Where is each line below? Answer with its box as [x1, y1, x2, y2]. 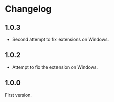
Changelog [5, 3, 52, 15]
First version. [5, 92, 32, 98]
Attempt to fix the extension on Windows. [12, 64, 98, 70]
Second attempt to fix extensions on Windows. [12, 36, 109, 42]
